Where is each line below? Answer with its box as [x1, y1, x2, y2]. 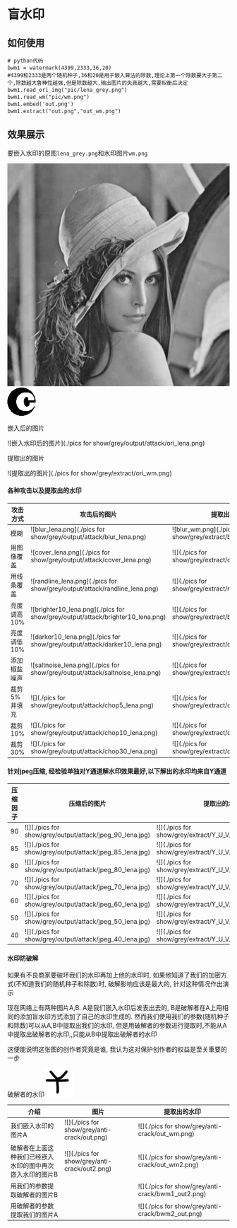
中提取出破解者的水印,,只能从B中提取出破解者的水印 [7, 1030, 157, 1038]
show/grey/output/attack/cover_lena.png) [30, 556, 152, 564]
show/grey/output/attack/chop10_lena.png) [30, 729, 158, 737]
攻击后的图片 [80, 510, 118, 519]
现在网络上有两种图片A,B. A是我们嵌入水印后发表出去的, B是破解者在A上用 [7, 1004, 223, 1012]
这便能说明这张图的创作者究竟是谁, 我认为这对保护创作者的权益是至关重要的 [7, 1045, 227, 1054]
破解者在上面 [10, 1144, 48, 1152]
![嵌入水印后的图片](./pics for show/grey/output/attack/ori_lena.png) [7, 439, 205, 447]
